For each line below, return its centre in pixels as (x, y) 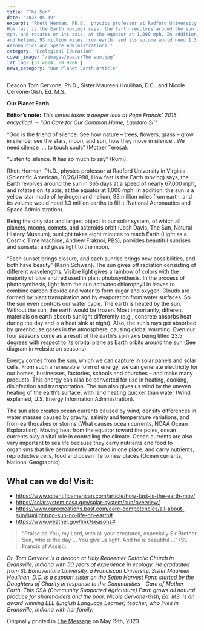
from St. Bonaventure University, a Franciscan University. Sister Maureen (98, 571)
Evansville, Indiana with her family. (50, 610)
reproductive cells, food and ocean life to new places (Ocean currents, (95, 456)
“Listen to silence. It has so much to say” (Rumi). (67, 159)
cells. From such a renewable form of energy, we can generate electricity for (102, 367)
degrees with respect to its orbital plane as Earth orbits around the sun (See (101, 342)
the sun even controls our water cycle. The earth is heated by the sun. (94, 304)
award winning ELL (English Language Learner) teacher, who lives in (93, 603)
